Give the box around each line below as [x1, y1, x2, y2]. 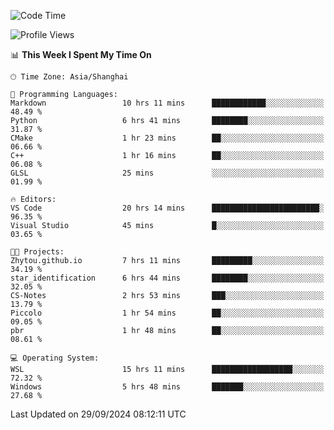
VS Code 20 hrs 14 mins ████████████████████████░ [10, 203, 325, 213]
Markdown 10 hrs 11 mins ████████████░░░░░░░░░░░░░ [10, 98, 325, 108]
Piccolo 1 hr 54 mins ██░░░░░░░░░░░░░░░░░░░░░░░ [10, 308, 325, 318]
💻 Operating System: [10, 353, 100, 363]
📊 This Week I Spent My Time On [10, 49, 152, 60]
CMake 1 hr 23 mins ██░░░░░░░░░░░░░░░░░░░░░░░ [10, 133, 325, 143]
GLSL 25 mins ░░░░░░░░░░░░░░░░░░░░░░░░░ [10, 168, 325, 178]
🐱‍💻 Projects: [10, 247, 65, 257]
